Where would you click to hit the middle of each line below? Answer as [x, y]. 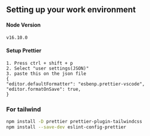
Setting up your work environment [71, 10]
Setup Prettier [24, 50]
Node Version [24, 25]
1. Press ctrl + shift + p [40, 63]
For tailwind [24, 109]
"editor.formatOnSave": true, [44, 89]
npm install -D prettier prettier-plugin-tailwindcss [74, 122]
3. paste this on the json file [46, 74]
